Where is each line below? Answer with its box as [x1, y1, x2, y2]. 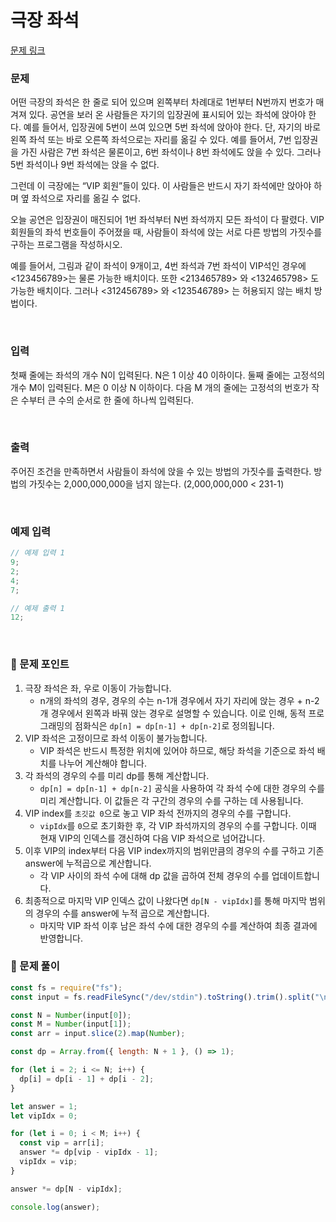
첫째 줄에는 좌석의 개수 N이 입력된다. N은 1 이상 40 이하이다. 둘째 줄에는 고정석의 [10, 369, 326, 381]
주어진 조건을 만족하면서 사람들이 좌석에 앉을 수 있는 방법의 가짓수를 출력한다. [10, 465, 312, 477]
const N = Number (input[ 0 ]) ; [10, 1010, 132, 1020]
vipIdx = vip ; [19, 1157, 78, 1167]
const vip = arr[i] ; [19, 1138, 105, 1148]
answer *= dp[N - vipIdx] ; [10, 1184, 123, 1194]
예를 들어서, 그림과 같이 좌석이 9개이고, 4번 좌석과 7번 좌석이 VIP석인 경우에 [10, 260, 307, 272]
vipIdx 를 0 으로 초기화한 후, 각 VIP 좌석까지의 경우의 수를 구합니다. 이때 [39, 819, 317, 831]
